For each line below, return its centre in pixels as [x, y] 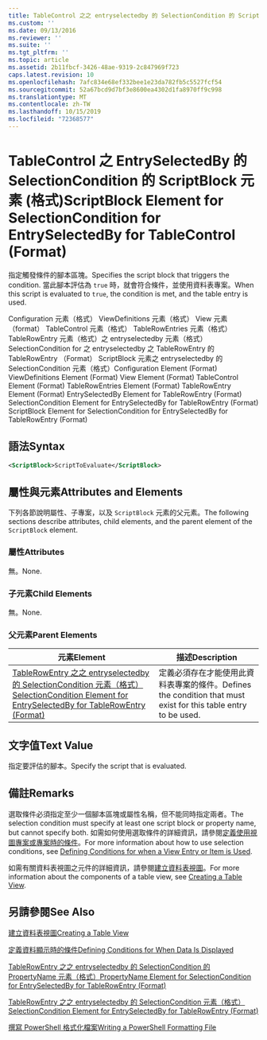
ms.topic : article [39, 60]
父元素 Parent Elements [53, 634]
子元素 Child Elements [50, 593]
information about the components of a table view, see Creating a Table [125, 876]
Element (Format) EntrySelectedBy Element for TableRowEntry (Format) [125, 394]
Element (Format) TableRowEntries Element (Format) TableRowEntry [120, 386]
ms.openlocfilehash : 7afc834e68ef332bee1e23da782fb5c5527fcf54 [115, 82]
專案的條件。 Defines [213, 685]
